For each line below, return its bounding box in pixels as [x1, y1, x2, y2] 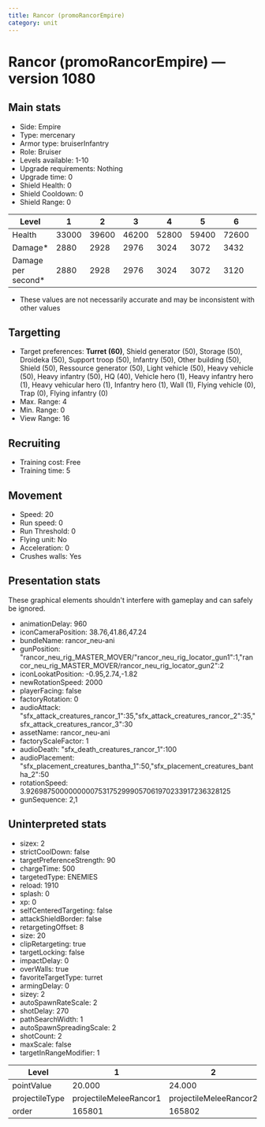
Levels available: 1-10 [19, 155, 89, 165]
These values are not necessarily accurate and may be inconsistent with [19, 295, 255, 304]
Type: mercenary [19, 130, 76, 139]
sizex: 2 [19, 839, 46, 848]
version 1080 [8, 69, 96, 87]
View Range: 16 [19, 414, 70, 423]
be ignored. [8, 604, 46, 613]
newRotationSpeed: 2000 [19, 677, 103, 686]
